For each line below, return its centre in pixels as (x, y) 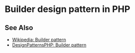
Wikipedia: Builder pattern (39, 39)
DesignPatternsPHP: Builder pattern (49, 45)
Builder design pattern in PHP (67, 9)
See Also (19, 28)
